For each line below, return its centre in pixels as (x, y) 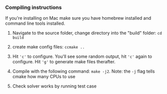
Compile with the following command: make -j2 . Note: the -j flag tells (83, 71)
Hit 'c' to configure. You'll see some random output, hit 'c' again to (82, 56)
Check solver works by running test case (54, 86)
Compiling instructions (34, 7)
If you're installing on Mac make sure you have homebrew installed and (78, 18)
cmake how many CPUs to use (44, 77)
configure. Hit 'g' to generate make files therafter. (64, 62)
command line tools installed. (35, 23)
